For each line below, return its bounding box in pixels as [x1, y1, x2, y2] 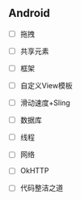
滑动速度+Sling [19, 98, 70, 108]
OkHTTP [19, 166, 49, 176]
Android [8, 6, 50, 20]
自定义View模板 [19, 81, 73, 90]
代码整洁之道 [19, 183, 63, 193]
